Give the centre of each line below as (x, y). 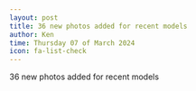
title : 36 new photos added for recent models (98, 26)
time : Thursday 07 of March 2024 (72, 43)
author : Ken (32, 34)
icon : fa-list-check (48, 51)
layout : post (34, 18)
